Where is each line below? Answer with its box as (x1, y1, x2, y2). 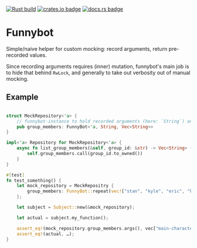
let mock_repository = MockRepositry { (16, 183, 114, 189)
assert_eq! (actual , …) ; (16, 231, 75, 237)
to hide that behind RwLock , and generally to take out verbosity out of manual (6, 69, 191, 76)
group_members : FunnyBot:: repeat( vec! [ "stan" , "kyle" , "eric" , (27, 188, 185, 194)
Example (6, 92, 39, 102)
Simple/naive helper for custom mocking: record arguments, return (6, 45, 168, 52)
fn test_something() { (6, 177, 62, 184)
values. (29, 51, 47, 58)
